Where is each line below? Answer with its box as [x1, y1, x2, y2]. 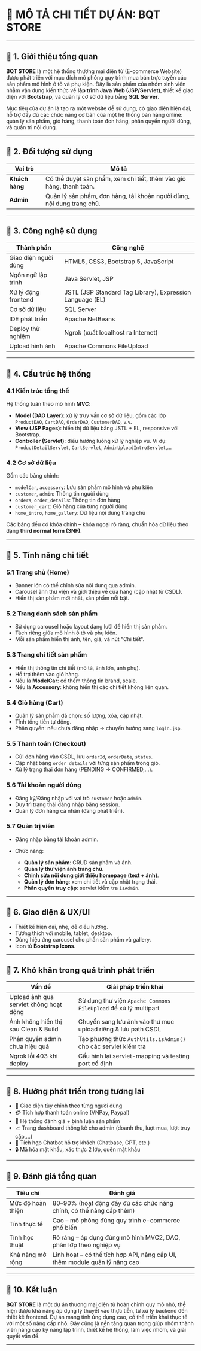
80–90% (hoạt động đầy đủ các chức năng [52, 1199, 173, 1207]
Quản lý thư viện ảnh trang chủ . [23, 865, 104, 872]
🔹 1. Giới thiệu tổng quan [6, 51, 98, 62]
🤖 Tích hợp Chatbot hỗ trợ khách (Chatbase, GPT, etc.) [14, 1139, 150, 1146]
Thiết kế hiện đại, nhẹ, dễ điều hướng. [14, 923, 109, 930]
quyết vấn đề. [6, 1332, 40, 1340]
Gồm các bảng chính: [6, 472, 59, 479]
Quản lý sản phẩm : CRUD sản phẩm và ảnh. [23, 858, 133, 866]
